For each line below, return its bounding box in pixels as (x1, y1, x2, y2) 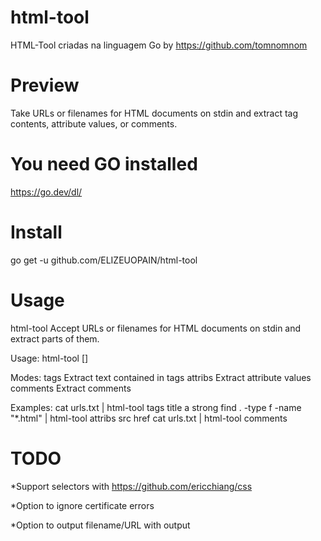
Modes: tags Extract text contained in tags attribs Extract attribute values (10, 371, 312, 383)
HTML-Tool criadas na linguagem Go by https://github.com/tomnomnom (10, 39, 308, 51)
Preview (10, 74, 80, 97)
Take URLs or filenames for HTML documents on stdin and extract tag (10, 107, 298, 119)
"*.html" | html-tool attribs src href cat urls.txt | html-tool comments (10, 412, 288, 424)
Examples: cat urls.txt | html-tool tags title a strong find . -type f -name (10, 401, 302, 413)
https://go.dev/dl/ (10, 186, 83, 198)
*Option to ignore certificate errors (10, 499, 155, 511)
